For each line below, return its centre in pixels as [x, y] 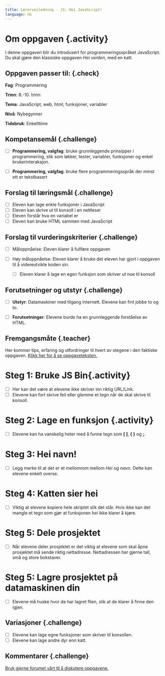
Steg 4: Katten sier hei [51, 494]
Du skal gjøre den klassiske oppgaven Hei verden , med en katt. [69, 58]
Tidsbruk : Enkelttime [26, 124]
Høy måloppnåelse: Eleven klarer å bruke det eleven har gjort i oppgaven [86, 259]
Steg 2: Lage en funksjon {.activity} [79, 420]
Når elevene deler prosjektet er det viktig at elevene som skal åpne [80, 547]
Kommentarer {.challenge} [47, 656]
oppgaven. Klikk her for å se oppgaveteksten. [51, 355]
